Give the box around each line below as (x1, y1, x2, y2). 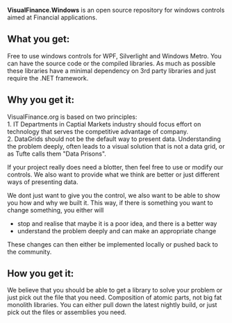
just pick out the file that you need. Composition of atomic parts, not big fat (7, 293, 222, 301)
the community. (7, 247, 52, 256)
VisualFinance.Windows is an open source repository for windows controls (7, 6, 225, 14)
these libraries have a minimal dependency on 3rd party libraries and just (7, 66, 217, 75)
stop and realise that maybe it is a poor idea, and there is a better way (17, 219, 217, 228)
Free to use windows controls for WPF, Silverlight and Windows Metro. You (7, 51, 222, 60)
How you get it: (7, 267, 74, 280)
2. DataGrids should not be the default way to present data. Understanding (7, 135, 221, 143)
